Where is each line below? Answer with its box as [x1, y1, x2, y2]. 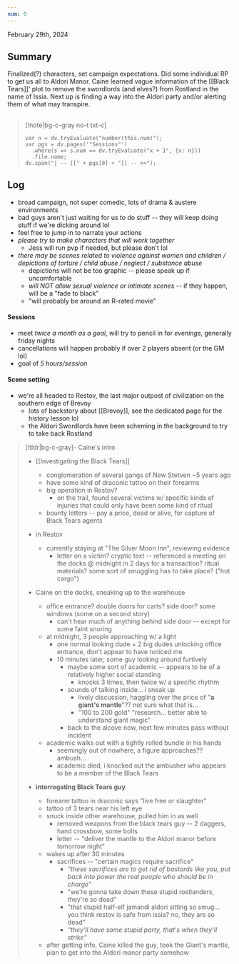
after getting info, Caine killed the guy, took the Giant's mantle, [46, 940, 230, 950]
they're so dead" [67, 895, 117, 904]
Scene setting [7, 376, 50, 384]
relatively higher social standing [67, 671, 161, 679]
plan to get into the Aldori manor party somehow [46, 948, 189, 957]
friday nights [17, 336, 56, 345]
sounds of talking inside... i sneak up [67, 686, 176, 694]
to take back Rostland [28, 429, 93, 438]
